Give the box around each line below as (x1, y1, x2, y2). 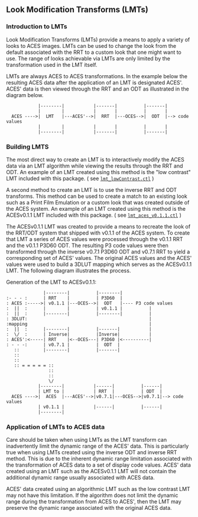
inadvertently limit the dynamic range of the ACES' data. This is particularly (6, 442, 189, 449)
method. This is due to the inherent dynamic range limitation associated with (6, 455, 192, 463)
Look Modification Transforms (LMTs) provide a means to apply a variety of (6, 36, 190, 43)
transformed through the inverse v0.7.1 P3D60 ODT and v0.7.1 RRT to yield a (6, 248, 190, 255)
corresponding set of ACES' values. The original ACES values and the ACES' (6, 254, 192, 261)
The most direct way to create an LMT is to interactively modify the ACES (6, 156, 184, 163)
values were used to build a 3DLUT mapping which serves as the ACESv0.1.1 (6, 261, 192, 268)
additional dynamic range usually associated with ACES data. (6, 474, 155, 481)
